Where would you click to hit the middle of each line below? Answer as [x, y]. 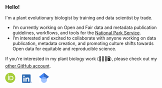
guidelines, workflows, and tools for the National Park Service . [76, 33]
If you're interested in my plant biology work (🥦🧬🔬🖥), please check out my [81, 59]
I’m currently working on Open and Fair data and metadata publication [84, 27]
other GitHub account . [28, 66]
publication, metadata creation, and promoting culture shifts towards [83, 43]
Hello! [12, 7]
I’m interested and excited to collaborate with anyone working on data [84, 38]
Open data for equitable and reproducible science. [64, 49]
